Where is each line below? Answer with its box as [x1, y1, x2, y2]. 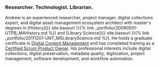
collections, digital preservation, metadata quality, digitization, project [5, 51, 145, 56]
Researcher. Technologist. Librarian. [5, 4, 94, 11]
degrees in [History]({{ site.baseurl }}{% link [5, 25, 94, 31]
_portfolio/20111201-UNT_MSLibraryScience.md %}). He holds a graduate [5, 35, 153, 41]
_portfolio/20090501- [95, 25, 138, 31]
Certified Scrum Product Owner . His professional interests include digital [5, 45, 151, 52]
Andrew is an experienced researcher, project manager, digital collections [5, 15, 153, 21]
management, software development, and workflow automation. [5, 56, 134, 62]
